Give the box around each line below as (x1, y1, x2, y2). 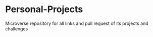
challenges (5, 25, 28, 31)
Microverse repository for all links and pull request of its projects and (5, 20, 148, 26)
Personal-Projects (5, 4, 83, 15)
